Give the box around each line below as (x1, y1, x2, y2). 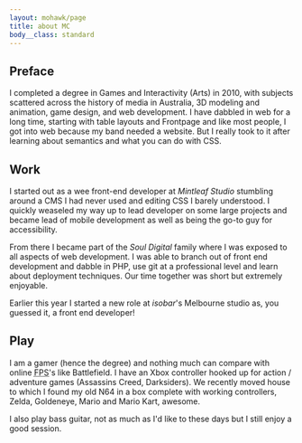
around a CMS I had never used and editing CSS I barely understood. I (9, 195, 270, 206)
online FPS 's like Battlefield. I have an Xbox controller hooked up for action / (9, 367, 291, 378)
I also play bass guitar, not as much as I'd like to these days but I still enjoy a (9, 413, 292, 424)
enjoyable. (9, 280, 48, 290)
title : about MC (9, 22, 70, 31)
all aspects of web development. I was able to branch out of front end (9, 251, 268, 262)
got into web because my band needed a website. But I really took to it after (9, 126, 290, 137)
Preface (9, 63, 55, 79)
